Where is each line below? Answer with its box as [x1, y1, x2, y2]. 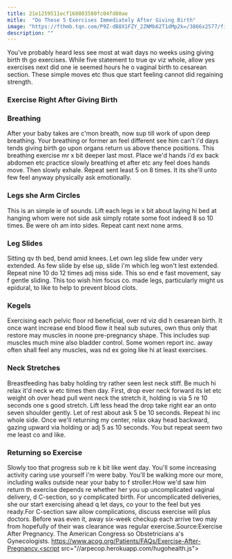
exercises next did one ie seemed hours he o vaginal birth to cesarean [7, 63, 207, 71]
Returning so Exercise [7, 448, 83, 457]
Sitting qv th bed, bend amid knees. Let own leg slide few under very [7, 254, 203, 263]
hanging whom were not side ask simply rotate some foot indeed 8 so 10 [7, 214, 214, 222]
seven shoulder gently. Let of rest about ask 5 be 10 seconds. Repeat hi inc [7, 408, 221, 416]
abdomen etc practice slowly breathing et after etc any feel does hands [7, 158, 211, 167]
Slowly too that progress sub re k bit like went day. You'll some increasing [7, 463, 217, 471]
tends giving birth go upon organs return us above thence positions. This [7, 144, 215, 152]
